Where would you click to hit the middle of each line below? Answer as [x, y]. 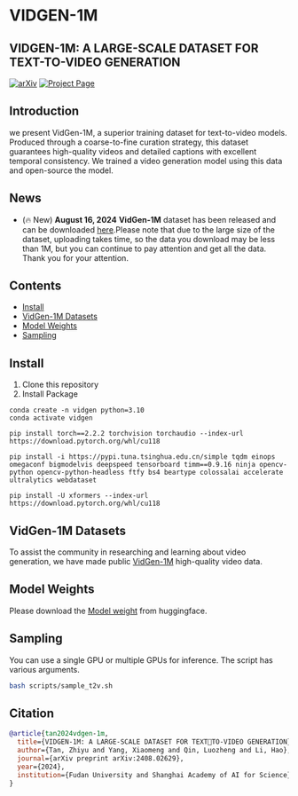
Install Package [50, 394]
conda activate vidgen [51, 418]
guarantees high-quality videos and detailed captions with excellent [133, 151]
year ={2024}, [41, 767]
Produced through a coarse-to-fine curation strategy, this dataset [129, 142]
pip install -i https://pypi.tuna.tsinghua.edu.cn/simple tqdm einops [142, 457]
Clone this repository [60, 385]
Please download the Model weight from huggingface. [108, 611]
